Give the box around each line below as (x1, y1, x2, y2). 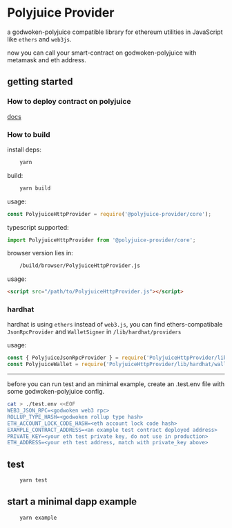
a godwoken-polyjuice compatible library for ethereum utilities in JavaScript (7, 28, 223, 36)
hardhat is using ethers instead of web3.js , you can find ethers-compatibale (7, 320, 223, 329)
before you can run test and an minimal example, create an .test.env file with (7, 380, 225, 388)
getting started (7, 76, 73, 88)
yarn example (19, 514, 57, 521)
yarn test (19, 477, 48, 484)
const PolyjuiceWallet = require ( (7, 361, 107, 368)
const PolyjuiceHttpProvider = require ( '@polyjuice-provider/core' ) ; (7, 210, 212, 217)
